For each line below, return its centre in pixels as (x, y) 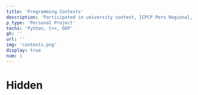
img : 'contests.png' (32, 45)
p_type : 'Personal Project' (41, 23)
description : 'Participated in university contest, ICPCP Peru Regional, (100, 17)
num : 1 (14, 56)
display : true (24, 50)
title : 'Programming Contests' (45, 12)
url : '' (16, 39)
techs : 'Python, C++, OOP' (40, 28)
